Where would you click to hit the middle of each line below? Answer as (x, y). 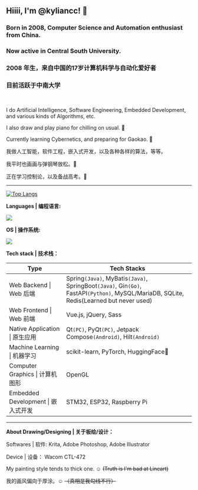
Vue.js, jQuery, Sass (94, 315)
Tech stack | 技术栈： (32, 254)
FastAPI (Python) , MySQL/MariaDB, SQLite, (125, 294)
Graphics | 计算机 (33, 375)
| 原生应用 (23, 337)
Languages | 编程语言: (33, 206)
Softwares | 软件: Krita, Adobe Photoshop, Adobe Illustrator (78, 444)
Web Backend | (30, 285)
